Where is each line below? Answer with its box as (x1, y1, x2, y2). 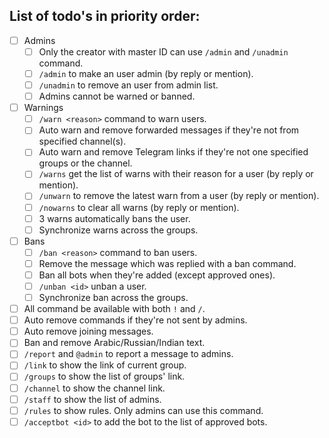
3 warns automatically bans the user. (38, 212, 191, 224)
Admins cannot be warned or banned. (38, 90, 196, 103)
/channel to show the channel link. (23, 382, 166, 394)
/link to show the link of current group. (23, 359, 187, 371)
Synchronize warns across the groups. (38, 224, 199, 236)
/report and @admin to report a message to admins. (23, 348, 234, 360)
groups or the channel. (38, 157, 133, 169)
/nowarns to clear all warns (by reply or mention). (38, 201, 240, 213)
